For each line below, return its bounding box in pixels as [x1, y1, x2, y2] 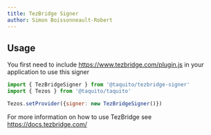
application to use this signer [7, 68, 90, 76]
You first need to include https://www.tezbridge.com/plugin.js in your [7, 60, 204, 69]
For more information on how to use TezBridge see [7, 112, 152, 121]
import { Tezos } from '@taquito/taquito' [7, 88, 131, 95]
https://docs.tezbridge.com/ [7, 120, 88, 128]
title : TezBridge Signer [7, 10, 79, 17]
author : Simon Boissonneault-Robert [7, 17, 113, 24]
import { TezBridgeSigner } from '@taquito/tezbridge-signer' [7, 81, 190, 89]
